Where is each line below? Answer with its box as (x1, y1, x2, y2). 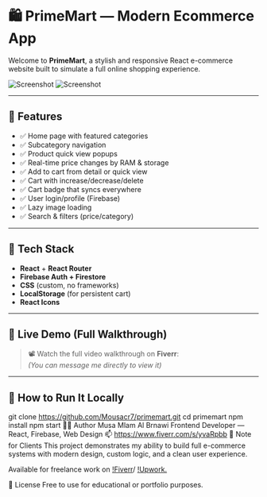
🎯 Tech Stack (8, 242, 75, 256)
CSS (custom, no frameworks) (19, 280, 119, 290)
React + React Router (19, 264, 92, 273)
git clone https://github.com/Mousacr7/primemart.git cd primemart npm (8, 412, 244, 422)
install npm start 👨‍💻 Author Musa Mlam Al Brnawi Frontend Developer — (8, 421, 245, 430)
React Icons (19, 297, 60, 306)
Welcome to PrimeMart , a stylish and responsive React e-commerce (8, 56, 233, 65)
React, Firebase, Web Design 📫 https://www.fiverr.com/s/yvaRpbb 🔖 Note (8, 430, 252, 439)
